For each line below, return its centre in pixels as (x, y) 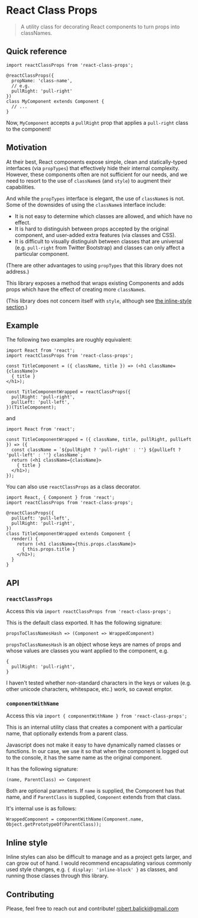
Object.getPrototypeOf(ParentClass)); (54, 825)
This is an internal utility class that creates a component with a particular (94, 727)
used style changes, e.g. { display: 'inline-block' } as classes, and (92, 870)
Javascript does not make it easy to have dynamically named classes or (94, 745)
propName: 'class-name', (42, 80)
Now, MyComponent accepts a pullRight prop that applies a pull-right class (97, 122)
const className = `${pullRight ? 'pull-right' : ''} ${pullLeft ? (96, 450)
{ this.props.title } (48, 549)
